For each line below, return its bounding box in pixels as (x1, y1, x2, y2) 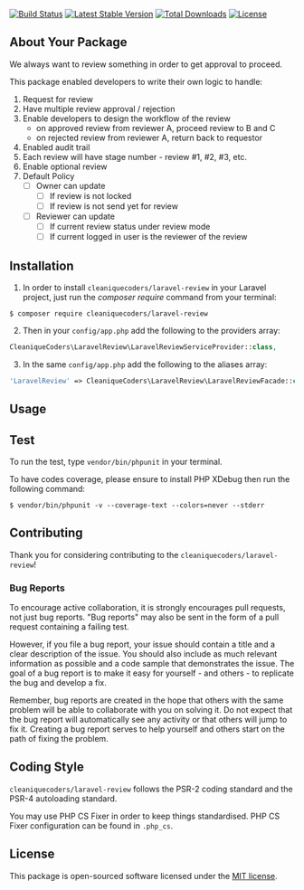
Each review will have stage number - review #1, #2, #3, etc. (22, 151, 247, 162)
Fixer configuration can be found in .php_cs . (9, 819, 174, 831)
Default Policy (22, 170, 75, 181)
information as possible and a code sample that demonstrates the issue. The (9, 658, 295, 669)
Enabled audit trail (22, 141, 90, 153)
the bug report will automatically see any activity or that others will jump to (9, 715, 288, 725)
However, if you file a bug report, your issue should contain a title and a (9, 639, 276, 650)
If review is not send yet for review (49, 200, 179, 212)
